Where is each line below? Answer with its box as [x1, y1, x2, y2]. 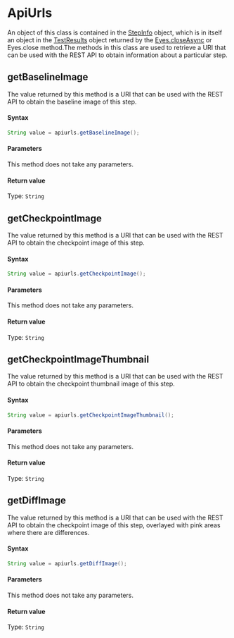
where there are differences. [7, 528, 90, 536]
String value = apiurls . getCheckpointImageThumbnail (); [7, 411, 174, 419]
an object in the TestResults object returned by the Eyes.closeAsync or [7, 35, 212, 44]
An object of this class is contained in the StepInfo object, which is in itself [7, 28, 223, 37]
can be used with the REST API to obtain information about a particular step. [7, 51, 228, 59]
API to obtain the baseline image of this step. [7, 97, 137, 106]
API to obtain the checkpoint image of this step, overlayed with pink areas [7, 520, 221, 529]
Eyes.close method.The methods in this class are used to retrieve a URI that [7, 43, 226, 51]
